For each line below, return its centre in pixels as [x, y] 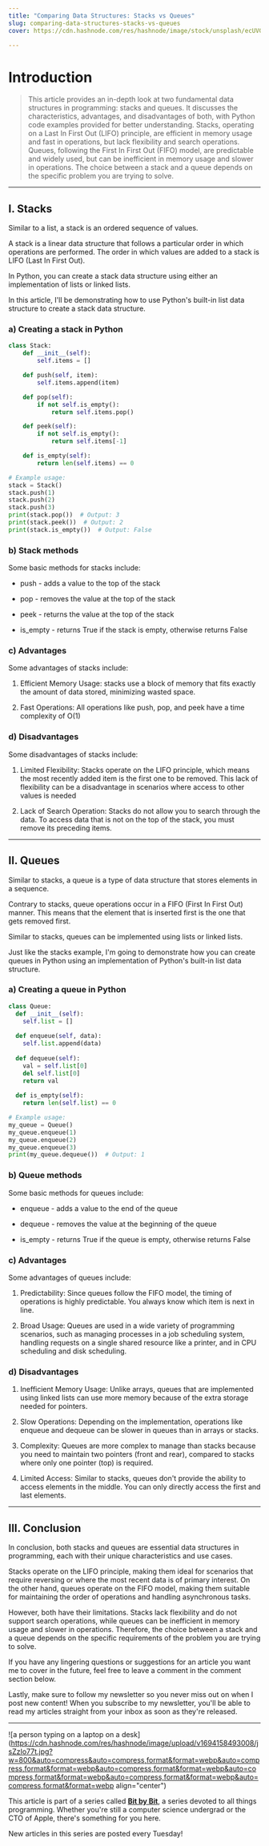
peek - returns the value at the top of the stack [97, 614]
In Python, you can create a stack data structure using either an [113, 276]
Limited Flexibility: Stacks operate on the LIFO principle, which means [134, 770]
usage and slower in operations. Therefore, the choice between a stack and [133, 1629]
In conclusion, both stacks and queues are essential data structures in [124, 1547]
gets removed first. [40, 921]
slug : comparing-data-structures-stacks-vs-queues [94, 23]
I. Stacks [30, 209]
